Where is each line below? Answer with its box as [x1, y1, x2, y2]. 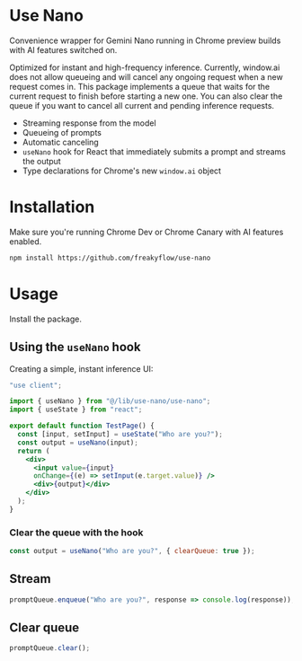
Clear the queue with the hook [9, 526, 144, 539]
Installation [9, 197, 95, 217]
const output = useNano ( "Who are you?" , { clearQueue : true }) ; [9, 547, 255, 556]
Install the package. [9, 313, 83, 324]
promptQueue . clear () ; [9, 644, 91, 653]
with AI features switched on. [9, 44, 118, 55]
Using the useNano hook [9, 339, 141, 355]
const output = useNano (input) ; [17, 437, 139, 447]
